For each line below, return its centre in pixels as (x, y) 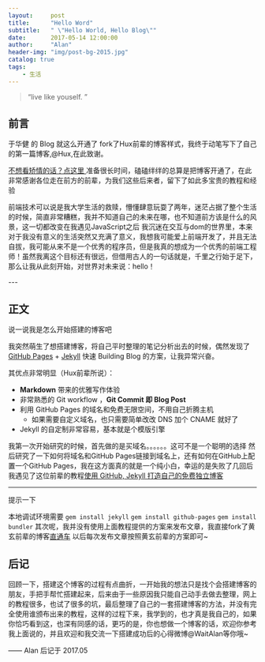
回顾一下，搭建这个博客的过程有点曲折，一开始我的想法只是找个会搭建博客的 (132, 585)
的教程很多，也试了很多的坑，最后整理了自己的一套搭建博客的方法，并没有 (129, 604)
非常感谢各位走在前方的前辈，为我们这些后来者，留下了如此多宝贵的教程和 (129, 181)
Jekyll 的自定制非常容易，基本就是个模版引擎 (92, 429)
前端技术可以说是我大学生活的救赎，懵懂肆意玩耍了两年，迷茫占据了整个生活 (132, 207)
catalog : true (32, 60)
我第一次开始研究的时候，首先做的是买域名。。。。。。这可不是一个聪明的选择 (127, 446)
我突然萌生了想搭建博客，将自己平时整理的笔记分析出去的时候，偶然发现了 (129, 346)
